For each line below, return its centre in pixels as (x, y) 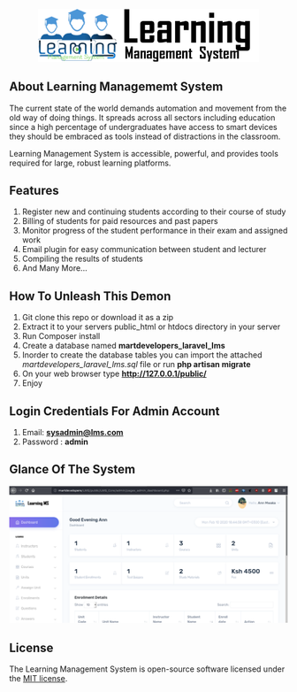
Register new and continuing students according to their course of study (154, 211)
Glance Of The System (72, 469)
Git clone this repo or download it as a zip (98, 318)
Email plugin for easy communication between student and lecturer (144, 250)
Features (34, 191)
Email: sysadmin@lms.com (72, 433)
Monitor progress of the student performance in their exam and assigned (155, 231)
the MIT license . (38, 679)
